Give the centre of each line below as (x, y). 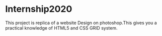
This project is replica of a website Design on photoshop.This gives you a (81, 23)
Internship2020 (39, 9)
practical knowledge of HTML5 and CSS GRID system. (61, 28)
